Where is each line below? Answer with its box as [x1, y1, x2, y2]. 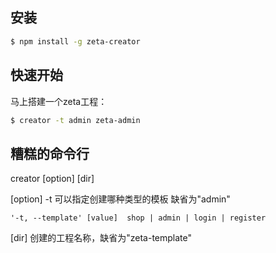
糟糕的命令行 [10, 145, 90, 162]
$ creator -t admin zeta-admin [10, 115, 141, 125]
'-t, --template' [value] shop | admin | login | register [10, 213, 267, 223]
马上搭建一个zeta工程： [10, 95, 108, 107]
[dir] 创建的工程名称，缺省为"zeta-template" [10, 232, 193, 244]
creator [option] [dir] [10, 173, 95, 185]
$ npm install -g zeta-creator [10, 36, 141, 47]
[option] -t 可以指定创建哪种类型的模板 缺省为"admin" [10, 193, 231, 205]
